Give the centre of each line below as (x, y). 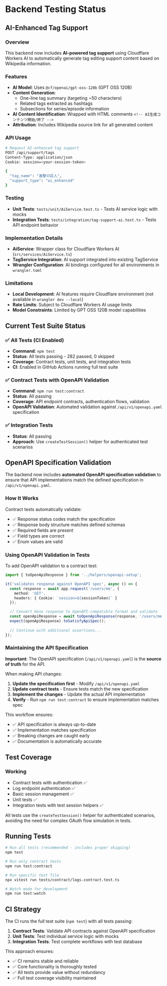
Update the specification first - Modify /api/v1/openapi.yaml (76, 684)
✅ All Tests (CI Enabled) (34, 340)
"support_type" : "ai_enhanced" (42, 181)
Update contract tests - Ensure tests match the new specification (80, 689)
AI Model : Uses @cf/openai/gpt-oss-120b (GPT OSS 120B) (72, 88)
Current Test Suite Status (45, 326)
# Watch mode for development (37, 889)
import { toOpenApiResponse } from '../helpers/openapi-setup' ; (73, 575)
